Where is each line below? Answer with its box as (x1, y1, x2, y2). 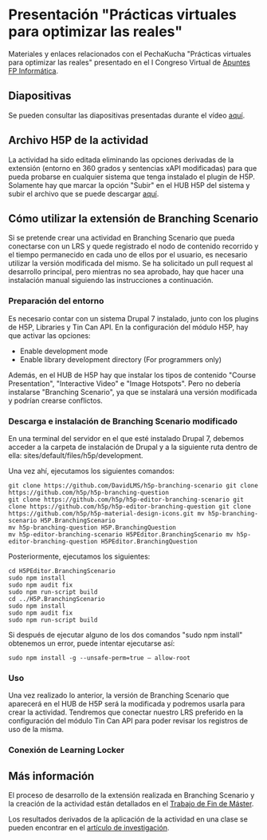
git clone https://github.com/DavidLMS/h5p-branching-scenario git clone (8, 481, 259, 489)
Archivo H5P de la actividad (8, 133, 149, 147)
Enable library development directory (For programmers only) (19, 354, 222, 364)
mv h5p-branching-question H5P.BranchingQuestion (8, 524, 177, 531)
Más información (8, 769, 95, 782)
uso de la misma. (8, 725, 65, 735)
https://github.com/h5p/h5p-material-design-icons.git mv (8, 509, 205, 517)
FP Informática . (8, 66, 58, 75)
